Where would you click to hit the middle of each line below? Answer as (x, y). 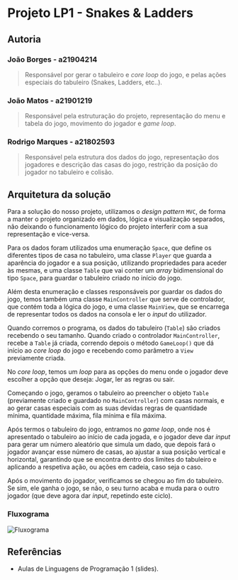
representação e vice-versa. (49, 234)
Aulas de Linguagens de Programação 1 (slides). (88, 569)
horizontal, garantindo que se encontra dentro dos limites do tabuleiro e (112, 460)
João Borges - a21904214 (52, 59)
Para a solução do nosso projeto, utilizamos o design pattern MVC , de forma (117, 212)
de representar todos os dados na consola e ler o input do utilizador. (107, 314)
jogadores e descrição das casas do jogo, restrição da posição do (121, 165)
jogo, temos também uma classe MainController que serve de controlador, (116, 300)
